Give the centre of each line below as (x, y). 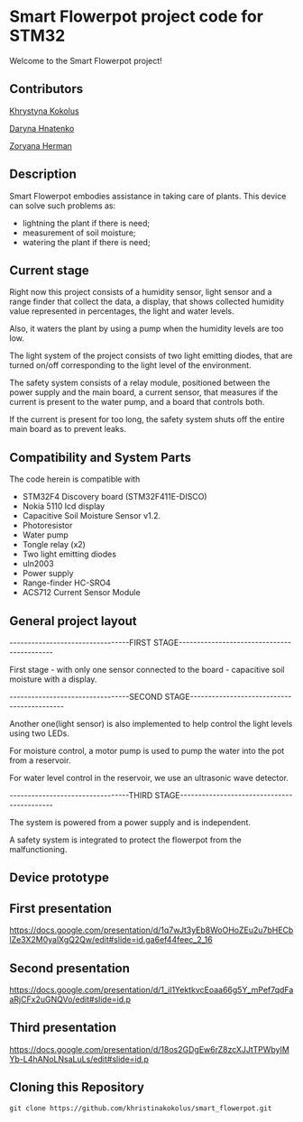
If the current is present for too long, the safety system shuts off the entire (147, 419)
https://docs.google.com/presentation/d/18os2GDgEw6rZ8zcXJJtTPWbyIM (150, 1049)
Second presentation (70, 968)
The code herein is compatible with (75, 479)
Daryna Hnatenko (42, 128)
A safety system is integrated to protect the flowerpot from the (125, 840)
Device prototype (60, 878)
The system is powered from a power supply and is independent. (130, 822)
